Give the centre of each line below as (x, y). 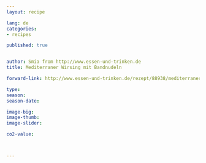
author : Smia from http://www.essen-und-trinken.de (74, 62)
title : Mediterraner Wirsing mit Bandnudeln (64, 68)
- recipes (19, 34)
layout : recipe (26, 12)
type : (13, 89)
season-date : (23, 101)
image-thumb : (23, 118)
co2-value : (20, 134)
